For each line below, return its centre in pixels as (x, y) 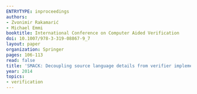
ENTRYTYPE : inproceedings (38, 11)
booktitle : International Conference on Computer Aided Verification (93, 33)
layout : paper (23, 44)
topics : (16, 76)
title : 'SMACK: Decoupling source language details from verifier (89, 66)
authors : (17, 17)
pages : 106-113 (25, 55)
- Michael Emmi (25, 28)
